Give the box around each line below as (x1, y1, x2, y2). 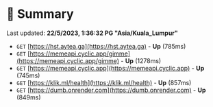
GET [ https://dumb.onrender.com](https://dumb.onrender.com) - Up (16, 86, 206, 94)
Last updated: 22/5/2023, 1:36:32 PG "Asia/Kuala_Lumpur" (6, 29, 179, 37)
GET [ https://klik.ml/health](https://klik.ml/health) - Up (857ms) (16, 78, 192, 86)
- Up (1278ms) (121, 56, 162, 64)
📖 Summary (6, 6, 74, 22)
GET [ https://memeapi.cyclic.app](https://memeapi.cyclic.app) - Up (16, 64, 205, 72)
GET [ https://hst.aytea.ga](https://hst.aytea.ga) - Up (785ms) (16, 42, 186, 50)
